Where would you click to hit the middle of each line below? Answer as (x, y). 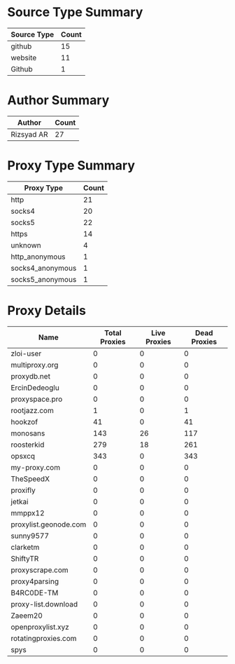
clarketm (25, 547)
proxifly (23, 490)
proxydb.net (31, 376)
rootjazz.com (32, 410)
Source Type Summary (75, 12)
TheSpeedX (30, 479)
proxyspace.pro (37, 399)
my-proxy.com (36, 467)
